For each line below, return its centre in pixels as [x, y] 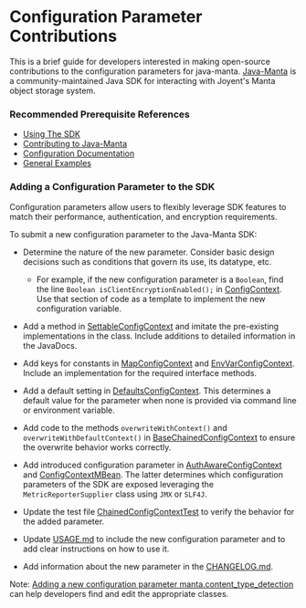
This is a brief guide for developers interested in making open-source [140, 61]
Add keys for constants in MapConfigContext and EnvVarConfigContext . [158, 363]
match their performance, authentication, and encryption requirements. [143, 216]
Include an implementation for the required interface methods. [140, 372]
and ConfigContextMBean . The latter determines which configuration [153, 474]
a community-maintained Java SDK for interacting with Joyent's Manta [142, 80]
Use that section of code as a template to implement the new [151, 299]
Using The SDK [51, 134]
